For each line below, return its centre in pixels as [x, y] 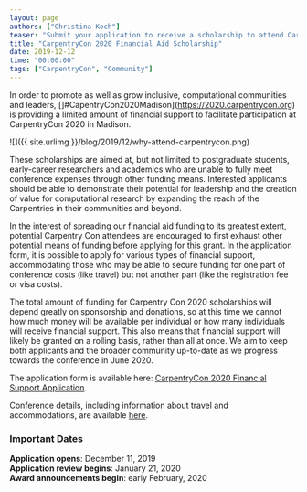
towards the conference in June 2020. [81, 360]
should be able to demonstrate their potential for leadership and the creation [153, 188]
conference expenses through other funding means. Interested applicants [148, 178]
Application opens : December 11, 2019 [83, 459]
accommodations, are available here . [79, 415]
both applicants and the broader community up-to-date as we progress [144, 350]
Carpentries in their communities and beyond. [95, 208]
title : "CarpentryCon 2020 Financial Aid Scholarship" [116, 43]
